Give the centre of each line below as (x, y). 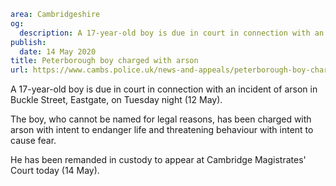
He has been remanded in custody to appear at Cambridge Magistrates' (158, 160)
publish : (28, 42)
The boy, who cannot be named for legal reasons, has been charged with (161, 119)
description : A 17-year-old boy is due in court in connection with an (172, 33)
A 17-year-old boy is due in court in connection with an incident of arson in (164, 89)
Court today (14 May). (55, 171)
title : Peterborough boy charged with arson (104, 61)
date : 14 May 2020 (58, 51)
